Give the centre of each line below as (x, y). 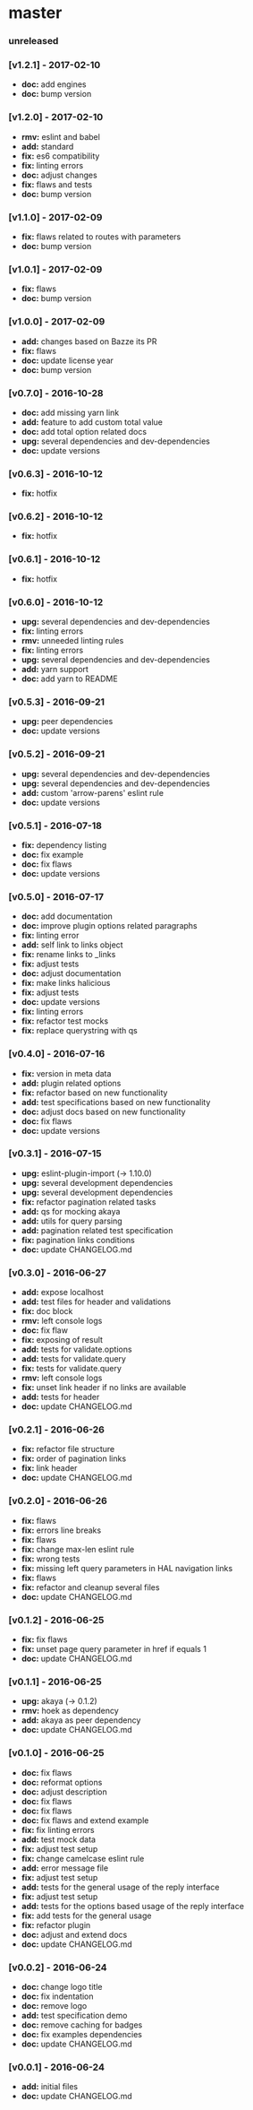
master (35, 13)
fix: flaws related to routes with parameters (101, 237)
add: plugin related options (71, 1083)
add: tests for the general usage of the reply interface (120, 1887)
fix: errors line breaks (61, 1530)
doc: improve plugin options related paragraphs (109, 926)
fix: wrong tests (51, 1559)
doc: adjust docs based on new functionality (103, 1111)
